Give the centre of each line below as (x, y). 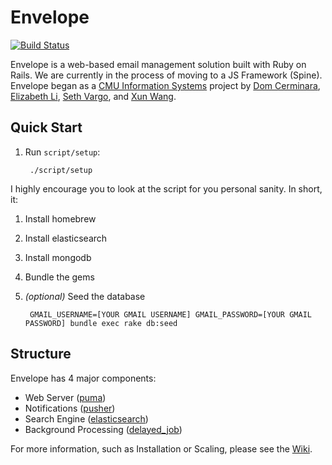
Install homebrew (60, 218)
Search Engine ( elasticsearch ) (86, 418)
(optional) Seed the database (85, 296)
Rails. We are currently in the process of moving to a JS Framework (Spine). (166, 75)
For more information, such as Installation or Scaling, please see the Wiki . (161, 448)
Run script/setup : (62, 152)
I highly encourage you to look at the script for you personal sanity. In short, (166, 188)
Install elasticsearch (66, 238)
